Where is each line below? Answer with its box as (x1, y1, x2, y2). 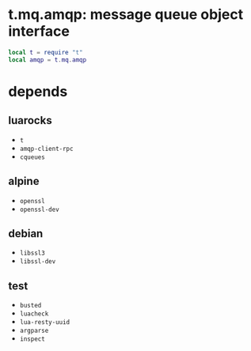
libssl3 (19, 249, 45, 258)
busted (19, 302, 42, 310)
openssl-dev (19, 206, 59, 213)
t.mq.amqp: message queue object (8, 6, 244, 24)
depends (8, 82, 68, 100)
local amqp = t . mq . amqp (8, 55, 87, 64)
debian (8, 227, 44, 240)
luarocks (8, 114, 53, 127)
